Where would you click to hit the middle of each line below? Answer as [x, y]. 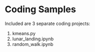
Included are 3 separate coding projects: [47, 23]
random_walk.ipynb [33, 44]
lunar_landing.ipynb [33, 39]
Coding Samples [40, 9]
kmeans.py [24, 33]
